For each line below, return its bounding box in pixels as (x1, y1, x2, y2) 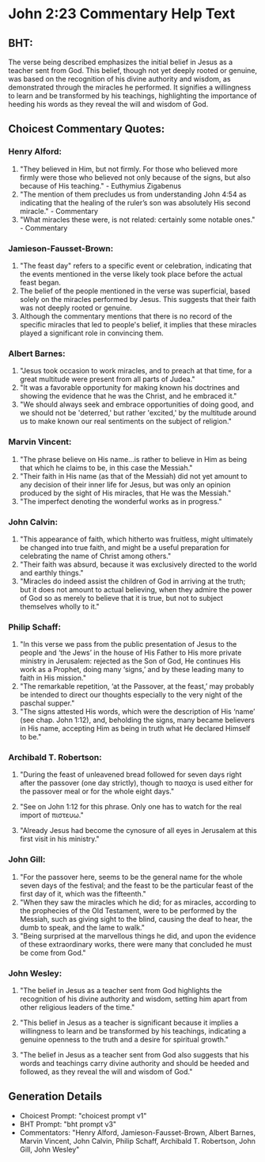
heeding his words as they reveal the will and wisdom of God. (8, 100, 209, 109)
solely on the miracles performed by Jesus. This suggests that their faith (19, 294, 256, 304)
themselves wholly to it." (19, 602, 100, 611)
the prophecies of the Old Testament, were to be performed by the (19, 905, 237, 915)
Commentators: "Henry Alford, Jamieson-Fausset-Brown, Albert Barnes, (19, 1127, 256, 1137)
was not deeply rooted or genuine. (19, 303, 133, 312)
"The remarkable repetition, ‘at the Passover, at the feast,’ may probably (19, 682, 255, 691)
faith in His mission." (19, 673, 87, 682)
